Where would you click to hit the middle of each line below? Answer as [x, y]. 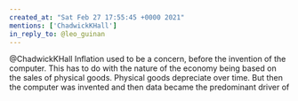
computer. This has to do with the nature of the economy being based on [143, 68]
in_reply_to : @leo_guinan [57, 34]
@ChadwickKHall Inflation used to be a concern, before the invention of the [148, 59]
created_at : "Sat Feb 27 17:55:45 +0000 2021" [97, 17]
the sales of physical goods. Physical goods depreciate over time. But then [146, 78]
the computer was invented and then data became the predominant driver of [149, 87]
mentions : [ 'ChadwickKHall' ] [63, 26]
